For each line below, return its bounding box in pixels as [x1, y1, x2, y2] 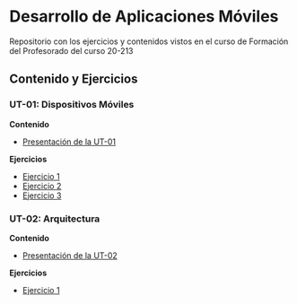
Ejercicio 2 [22, 180, 62, 191]
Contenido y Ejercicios [9, 72, 138, 87]
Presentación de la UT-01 [22, 136, 117, 147]
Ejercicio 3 [22, 190, 62, 201]
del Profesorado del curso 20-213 [9, 45, 134, 56]
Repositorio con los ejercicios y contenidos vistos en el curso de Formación [9, 36, 289, 47]
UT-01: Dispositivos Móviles [9, 99, 135, 111]
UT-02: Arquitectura [9, 213, 100, 225]
